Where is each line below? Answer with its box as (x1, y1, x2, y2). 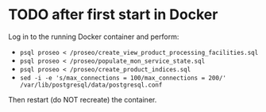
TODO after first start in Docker (8, 6, 218, 24)
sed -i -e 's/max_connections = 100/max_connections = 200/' (19, 74, 227, 82)
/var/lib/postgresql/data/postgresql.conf (19, 81, 163, 89)
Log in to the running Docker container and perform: (8, 32, 179, 41)
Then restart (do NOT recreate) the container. (8, 95, 157, 104)
